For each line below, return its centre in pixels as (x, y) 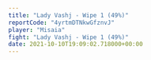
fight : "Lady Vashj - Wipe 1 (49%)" (68, 37)
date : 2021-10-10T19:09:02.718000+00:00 (76, 44)
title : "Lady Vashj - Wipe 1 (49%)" (68, 15)
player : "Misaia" (37, 30)
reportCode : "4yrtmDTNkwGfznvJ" (61, 23)
